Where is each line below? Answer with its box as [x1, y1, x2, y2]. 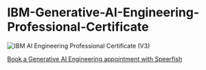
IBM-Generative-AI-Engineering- [7, 5, 200, 20]
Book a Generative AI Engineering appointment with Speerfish [7, 54, 183, 63]
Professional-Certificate [7, 19, 149, 35]
